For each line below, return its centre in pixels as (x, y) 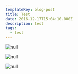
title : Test (18, 14)
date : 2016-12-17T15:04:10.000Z (39, 19)
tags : (11, 28)
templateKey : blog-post (30, 10)
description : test (24, 24)
